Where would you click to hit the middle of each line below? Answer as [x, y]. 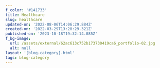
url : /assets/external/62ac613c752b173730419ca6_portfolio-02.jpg [83, 43]
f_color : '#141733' [26, 10]
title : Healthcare [25, 15]
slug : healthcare [24, 19]
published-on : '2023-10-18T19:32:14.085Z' [51, 34]
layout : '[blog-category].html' [40, 53]
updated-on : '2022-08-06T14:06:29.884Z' [49, 24]
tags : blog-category [28, 58]
